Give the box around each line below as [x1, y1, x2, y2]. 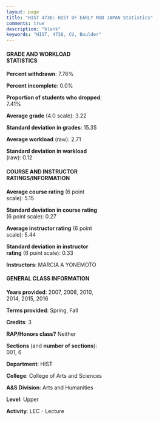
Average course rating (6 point [6, 188, 85, 195]
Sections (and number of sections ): [6, 342, 97, 349]
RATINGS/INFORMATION [6, 174, 70, 181]
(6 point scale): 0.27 [6, 212, 56, 220]
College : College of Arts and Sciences [6, 372, 102, 379]
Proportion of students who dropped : [6, 94, 102, 101]
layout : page [6, 9, 39, 15]
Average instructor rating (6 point [6, 224, 92, 232]
